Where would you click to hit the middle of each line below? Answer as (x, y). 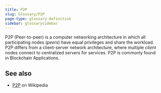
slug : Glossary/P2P (25, 14)
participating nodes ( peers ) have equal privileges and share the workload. (80, 43)
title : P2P (16, 10)
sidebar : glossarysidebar (31, 23)
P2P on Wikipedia (30, 85)
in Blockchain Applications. (32, 58)
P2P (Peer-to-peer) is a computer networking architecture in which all (75, 37)
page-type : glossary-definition (38, 19)
